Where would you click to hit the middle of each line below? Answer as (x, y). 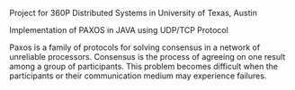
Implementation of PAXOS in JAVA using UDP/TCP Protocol (119, 30)
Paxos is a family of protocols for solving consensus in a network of (135, 47)
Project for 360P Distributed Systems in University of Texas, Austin (134, 13)
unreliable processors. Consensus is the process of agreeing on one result (147, 57)
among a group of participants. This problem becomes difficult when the (144, 66)
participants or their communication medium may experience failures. (138, 76)
